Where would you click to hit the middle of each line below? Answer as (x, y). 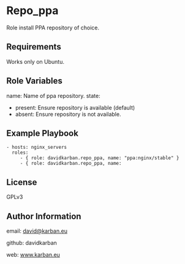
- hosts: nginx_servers (37, 148)
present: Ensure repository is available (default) (75, 107)
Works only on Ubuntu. (35, 61)
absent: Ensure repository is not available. (68, 114)
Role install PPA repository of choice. (53, 28)
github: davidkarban (32, 243)
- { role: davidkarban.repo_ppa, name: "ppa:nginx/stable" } (100, 158)
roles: (20, 153)
